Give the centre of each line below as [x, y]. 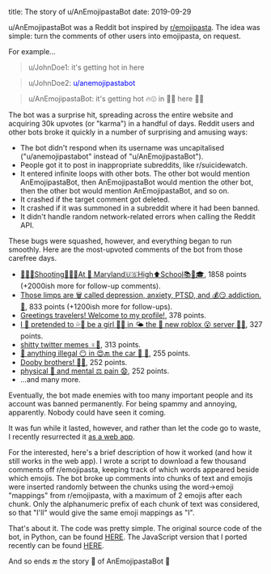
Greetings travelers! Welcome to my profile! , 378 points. [113, 315]
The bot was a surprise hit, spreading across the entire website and [121, 115]
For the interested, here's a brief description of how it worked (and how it [130, 452]
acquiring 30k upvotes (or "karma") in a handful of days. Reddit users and [131, 123]
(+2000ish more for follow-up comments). [90, 286]
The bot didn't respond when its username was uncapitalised [122, 148]
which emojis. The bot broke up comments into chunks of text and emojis [131, 478]
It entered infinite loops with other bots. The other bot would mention [135, 174]
